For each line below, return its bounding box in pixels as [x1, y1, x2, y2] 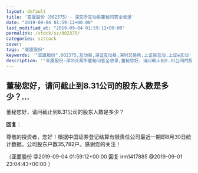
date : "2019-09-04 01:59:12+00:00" [6, 19, 94, 25]
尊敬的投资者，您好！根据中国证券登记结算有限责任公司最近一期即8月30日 [6, 133, 187, 141]
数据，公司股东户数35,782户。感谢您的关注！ [11, 141, 121, 148]
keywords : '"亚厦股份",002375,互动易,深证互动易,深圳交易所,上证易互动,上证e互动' [6, 52, 192, 58]
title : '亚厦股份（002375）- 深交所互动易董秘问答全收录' [6, 14, 134, 20]
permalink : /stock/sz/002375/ [6, 30, 81, 36]
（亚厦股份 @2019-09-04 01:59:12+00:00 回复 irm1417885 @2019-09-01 [6, 153, 183, 160]
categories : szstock [6, 36, 57, 42]
